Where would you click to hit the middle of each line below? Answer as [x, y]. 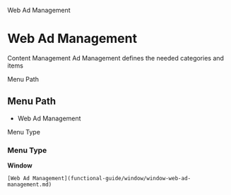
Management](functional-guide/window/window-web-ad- [112, 179]
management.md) [30, 185]
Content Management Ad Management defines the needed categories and [116, 58]
